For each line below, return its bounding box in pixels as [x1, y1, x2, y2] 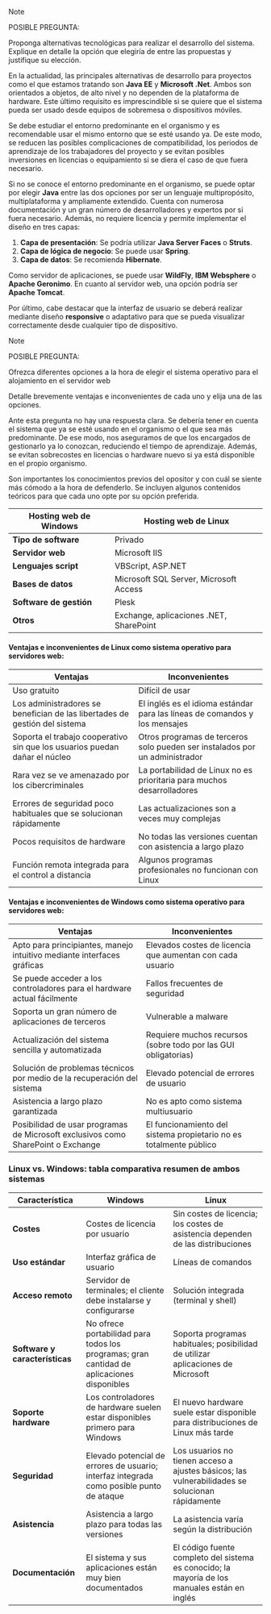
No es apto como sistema [145, 1096, 243, 1107]
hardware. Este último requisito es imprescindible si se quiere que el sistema [8, 97, 263, 106]
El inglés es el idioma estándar [138, 698, 254, 709]
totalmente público [145, 1139, 217, 1150]
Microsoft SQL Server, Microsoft [114, 573, 237, 584]
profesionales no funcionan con [138, 865, 259, 876]
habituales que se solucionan [12, 808, 123, 820]
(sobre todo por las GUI [145, 1040, 235, 1051]
